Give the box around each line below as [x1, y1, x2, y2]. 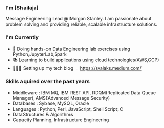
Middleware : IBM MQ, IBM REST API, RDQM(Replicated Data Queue [12, 89, 156, 96]
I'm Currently [5, 34, 39, 41]
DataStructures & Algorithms [12, 111, 73, 117]
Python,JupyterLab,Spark [12, 51, 67, 57]
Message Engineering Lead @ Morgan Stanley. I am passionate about [5, 16, 152, 22]
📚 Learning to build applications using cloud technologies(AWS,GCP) [12, 57, 159, 63]
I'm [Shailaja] [5, 4, 39, 11]
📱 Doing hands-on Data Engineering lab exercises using [12, 46, 130, 52]
